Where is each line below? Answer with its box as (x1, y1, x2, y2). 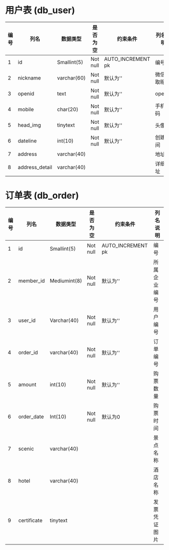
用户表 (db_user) (5, 5, 75, 16)
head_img (18, 121, 41, 128)
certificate (18, 517, 43, 524)
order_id (18, 349, 38, 356)
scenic (18, 445, 34, 452)
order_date (18, 413, 44, 420)
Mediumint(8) (49, 277, 82, 284)
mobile (18, 106, 34, 113)
